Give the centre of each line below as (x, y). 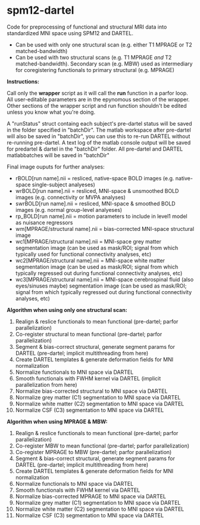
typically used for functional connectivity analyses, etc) (83, 254)
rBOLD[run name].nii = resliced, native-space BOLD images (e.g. (95, 178)
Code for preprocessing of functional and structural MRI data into (87, 27)
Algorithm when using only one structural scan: (67, 310)
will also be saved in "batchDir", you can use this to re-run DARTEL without (99, 136)
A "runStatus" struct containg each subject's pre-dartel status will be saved (99, 123)
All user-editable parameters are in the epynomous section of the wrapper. (98, 99)
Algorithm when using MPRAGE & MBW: (57, 421)
